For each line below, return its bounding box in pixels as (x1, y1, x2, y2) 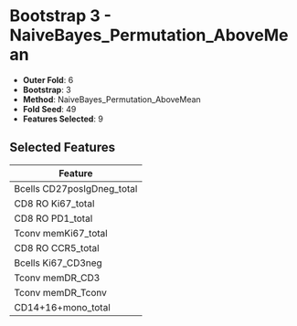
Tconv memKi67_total (14, 226, 108, 239)
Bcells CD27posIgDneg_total (14, 182, 138, 195)
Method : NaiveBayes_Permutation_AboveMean (22, 93, 201, 105)
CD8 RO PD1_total (14, 212, 93, 225)
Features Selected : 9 (22, 113, 103, 124)
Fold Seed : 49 (22, 103, 77, 114)
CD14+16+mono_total (14, 300, 111, 313)
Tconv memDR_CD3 (14, 271, 101, 284)
